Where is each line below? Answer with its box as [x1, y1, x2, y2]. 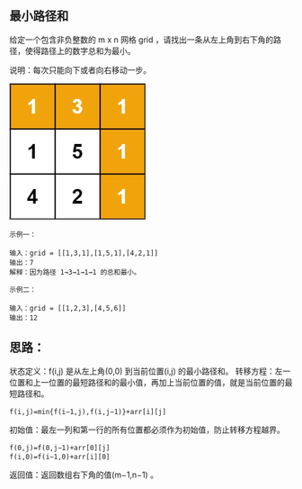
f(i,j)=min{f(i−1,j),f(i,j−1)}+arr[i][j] [9, 407, 167, 416]
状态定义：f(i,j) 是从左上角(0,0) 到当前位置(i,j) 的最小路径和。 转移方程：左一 [9, 366, 291, 376]
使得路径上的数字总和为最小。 [24, 45, 136, 56]
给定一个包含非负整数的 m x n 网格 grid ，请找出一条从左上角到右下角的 [9, 34, 274, 45]
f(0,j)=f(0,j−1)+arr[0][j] [9, 443, 111, 452]
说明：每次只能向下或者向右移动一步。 [9, 64, 151, 75]
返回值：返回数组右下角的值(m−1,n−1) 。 [9, 469, 159, 480]
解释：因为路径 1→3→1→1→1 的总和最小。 [9, 267, 141, 276]
